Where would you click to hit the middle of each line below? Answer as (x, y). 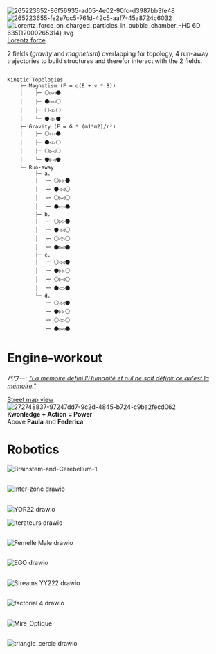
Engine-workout (55, 358)
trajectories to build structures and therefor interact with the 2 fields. (105, 61)
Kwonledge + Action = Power (50, 414)
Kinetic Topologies (35, 80)
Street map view (30, 399)
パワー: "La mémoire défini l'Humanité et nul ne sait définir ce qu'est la (108, 378)
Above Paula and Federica (45, 421)
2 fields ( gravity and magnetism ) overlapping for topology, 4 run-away (108, 53)
